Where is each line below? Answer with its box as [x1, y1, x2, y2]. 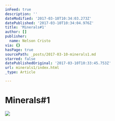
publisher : [5, 34, 27, 39]
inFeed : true [5, 7, 31, 12]
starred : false [5, 56, 36, 61]
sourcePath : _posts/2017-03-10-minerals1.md [5, 52, 96, 57]
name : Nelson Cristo [9, 39, 51, 43]
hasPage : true [5, 47, 34, 52]
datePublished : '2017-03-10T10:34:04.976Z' [5, 20, 94, 26]
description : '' [5, 12, 38, 16]
